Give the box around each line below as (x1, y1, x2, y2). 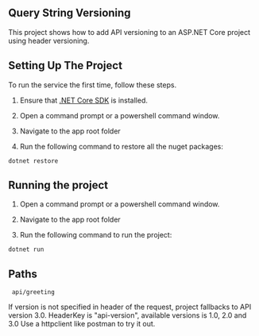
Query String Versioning (8, 6, 131, 20)
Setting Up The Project (8, 59, 123, 72)
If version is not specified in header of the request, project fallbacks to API (8, 302, 252, 312)
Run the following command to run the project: (19, 230, 172, 240)
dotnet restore (8, 156, 59, 165)
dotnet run (8, 245, 44, 253)
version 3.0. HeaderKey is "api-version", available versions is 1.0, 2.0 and (8, 311, 247, 320)
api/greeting (11, 288, 56, 296)
